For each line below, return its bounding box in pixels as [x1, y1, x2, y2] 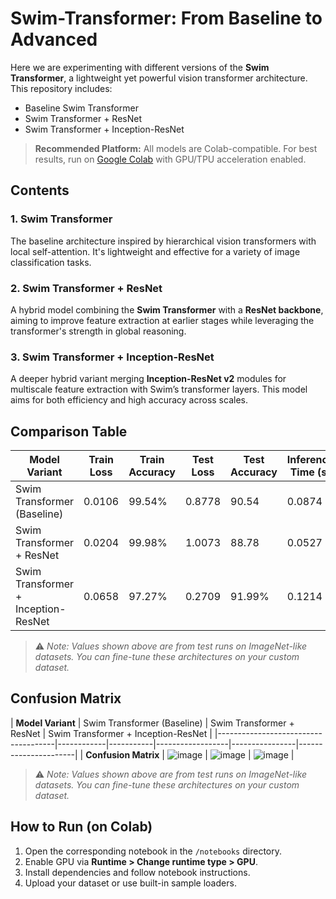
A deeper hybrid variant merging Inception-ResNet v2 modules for [10, 373, 287, 385]
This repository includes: [10, 82, 113, 94]
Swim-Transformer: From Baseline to [10, 7, 323, 30]
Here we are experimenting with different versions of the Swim [10, 61, 270, 73]
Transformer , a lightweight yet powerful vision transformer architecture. [10, 72, 308, 84]
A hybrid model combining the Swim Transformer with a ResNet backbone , [10, 303, 324, 316]
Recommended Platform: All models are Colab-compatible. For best [34, 142, 318, 154]
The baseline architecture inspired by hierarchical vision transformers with [10, 235, 317, 247]
